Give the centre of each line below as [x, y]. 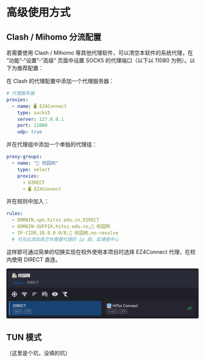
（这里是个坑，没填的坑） [38, 353]
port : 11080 [32, 126]
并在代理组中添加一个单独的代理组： [52, 145]
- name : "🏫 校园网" [35, 163]
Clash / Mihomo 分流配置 [54, 37]
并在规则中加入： [28, 201]
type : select [34, 169]
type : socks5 [34, 113]
